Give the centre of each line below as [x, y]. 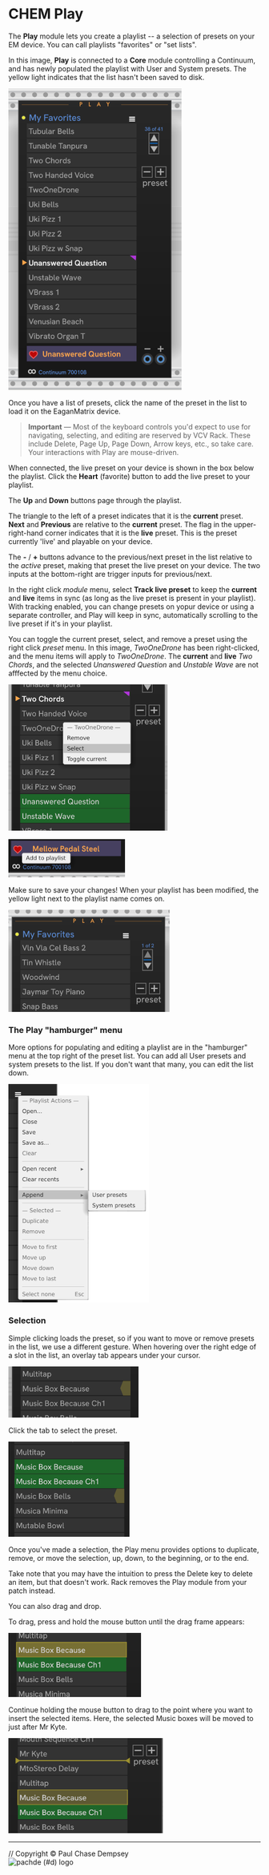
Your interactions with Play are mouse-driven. [103, 452]
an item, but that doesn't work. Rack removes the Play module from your [128, 1582]
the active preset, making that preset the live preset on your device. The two [134, 565]
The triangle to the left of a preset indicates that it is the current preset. [126, 516]
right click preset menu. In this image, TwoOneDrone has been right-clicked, [134, 647]
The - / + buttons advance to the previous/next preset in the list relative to [130, 557]
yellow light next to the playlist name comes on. [87, 898]
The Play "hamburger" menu [65, 1030]
